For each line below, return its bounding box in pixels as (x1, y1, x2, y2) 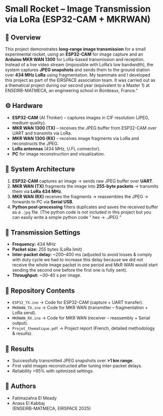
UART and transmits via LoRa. (12, 130, 72, 136)
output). (12, 320, 28, 326)
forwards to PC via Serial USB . (12, 198, 74, 204)
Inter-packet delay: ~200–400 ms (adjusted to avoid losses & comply (12, 252, 152, 258)
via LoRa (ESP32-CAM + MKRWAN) (5, 14, 151, 25)
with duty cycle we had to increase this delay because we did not (12, 257, 144, 263)
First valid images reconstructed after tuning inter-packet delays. (12, 363, 143, 369)
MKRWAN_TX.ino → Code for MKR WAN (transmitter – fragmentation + (12, 305, 148, 311)
